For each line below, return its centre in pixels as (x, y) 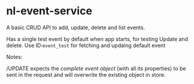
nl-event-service (49, 11)
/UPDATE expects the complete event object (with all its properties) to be (96, 68)
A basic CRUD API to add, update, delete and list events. (76, 27)
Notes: (14, 57)
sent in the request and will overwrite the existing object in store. (86, 74)
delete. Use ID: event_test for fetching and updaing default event (86, 45)
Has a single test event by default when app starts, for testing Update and (97, 39)
